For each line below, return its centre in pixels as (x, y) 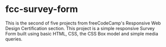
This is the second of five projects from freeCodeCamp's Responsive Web (83, 23)
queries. (14, 39)
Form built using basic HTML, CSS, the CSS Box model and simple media (82, 33)
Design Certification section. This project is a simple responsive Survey (80, 28)
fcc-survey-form (41, 9)
